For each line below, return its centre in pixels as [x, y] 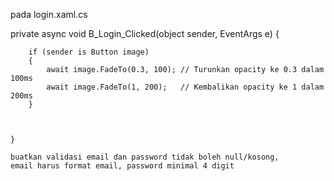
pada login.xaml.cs [49, 14]
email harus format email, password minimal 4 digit [122, 166]
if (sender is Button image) [89, 52]
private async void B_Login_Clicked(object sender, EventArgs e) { [145, 33]
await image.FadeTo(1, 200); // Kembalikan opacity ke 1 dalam [185, 87]
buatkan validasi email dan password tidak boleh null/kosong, [145, 157]
